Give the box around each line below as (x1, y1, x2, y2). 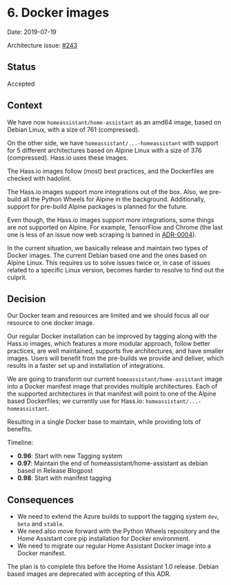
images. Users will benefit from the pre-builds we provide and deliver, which (7, 354, 224, 362)
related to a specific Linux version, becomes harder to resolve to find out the (7, 266, 225, 274)
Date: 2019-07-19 (7, 28, 57, 36)
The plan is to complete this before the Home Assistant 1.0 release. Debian (7, 562, 219, 571)
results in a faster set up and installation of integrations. (7, 362, 165, 370)
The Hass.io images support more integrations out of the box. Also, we (7, 187, 208, 196)
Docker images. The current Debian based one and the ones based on (7, 251, 207, 259)
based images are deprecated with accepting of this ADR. (7, 570, 171, 578)
